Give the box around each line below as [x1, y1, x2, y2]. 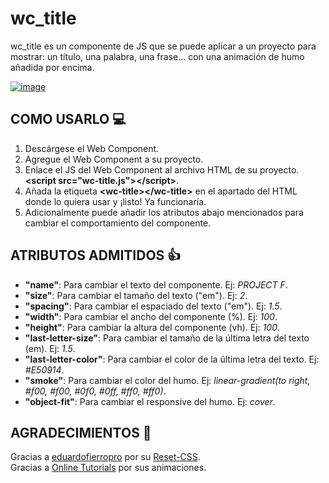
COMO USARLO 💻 [10, 111, 127, 128]
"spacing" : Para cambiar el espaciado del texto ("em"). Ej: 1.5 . [24, 300, 283, 312]
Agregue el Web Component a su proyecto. [24, 153, 204, 165]
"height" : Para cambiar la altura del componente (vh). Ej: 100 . [24, 321, 281, 333]
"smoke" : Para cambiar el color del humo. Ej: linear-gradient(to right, [24, 374, 311, 386]
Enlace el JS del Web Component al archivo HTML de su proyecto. [24, 163, 300, 176]
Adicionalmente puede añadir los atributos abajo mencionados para [24, 206, 304, 218]
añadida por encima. [10, 61, 95, 73]
